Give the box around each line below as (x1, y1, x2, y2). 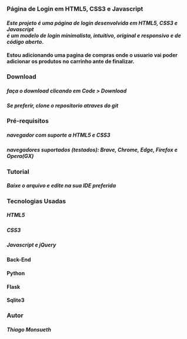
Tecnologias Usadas (6, 197, 66, 205)
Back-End (6, 256, 31, 264)
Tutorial (6, 167, 29, 176)
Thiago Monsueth (6, 326, 52, 333)
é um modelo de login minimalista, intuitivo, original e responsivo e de (6, 32, 181, 39)
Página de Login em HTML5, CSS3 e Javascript (6, 5, 143, 13)
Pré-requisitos (6, 117, 49, 125)
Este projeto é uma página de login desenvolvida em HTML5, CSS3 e (6, 19, 178, 27)
